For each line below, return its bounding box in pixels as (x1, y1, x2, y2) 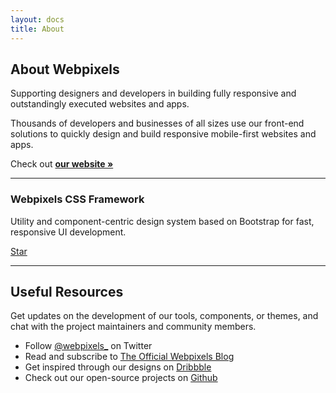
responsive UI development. (10, 226, 127, 238)
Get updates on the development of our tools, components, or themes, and (10, 310, 319, 322)
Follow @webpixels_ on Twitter (24, 340, 153, 352)
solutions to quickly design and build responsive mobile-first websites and (10, 128, 317, 140)
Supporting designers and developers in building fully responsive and (10, 87, 297, 100)
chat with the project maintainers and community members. (10, 321, 257, 333)
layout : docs (10, 14, 65, 25)
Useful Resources (10, 284, 124, 300)
